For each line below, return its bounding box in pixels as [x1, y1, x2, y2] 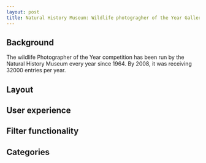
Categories [6, 146, 50, 157]
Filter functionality [6, 126, 79, 137]
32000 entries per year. [6, 67, 66, 74]
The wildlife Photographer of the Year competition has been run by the [6, 53, 185, 61]
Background [6, 37, 54, 48]
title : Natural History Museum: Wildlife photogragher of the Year [6, 15, 183, 21]
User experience [6, 105, 71, 116]
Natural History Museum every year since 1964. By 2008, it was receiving [6, 60, 192, 67]
